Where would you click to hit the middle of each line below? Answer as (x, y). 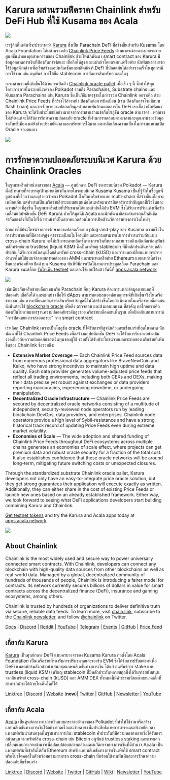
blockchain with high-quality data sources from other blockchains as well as (85, 569)
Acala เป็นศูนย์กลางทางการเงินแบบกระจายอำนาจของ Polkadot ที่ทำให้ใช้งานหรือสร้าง (78, 722)
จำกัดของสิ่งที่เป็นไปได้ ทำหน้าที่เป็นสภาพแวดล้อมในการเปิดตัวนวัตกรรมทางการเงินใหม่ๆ (77, 219)
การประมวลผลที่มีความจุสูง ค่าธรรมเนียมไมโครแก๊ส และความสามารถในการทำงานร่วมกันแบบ (81, 235)
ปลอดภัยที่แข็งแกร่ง (21, 762)
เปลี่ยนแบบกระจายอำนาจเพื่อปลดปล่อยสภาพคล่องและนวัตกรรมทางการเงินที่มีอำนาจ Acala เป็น (84, 745)
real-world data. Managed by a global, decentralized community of (75, 574)
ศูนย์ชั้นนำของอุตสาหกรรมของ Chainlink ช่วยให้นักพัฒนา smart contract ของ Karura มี (83, 56)
